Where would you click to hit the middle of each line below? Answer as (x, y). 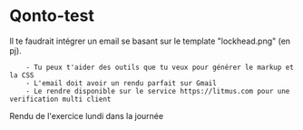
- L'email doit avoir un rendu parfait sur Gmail (122, 83)
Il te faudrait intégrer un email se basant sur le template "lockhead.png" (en (150, 41)
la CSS (22, 75)
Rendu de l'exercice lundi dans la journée (87, 115)
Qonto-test (52, 16)
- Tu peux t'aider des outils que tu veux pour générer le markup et (160, 67)
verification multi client (60, 99)
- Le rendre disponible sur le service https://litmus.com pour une (158, 91)
